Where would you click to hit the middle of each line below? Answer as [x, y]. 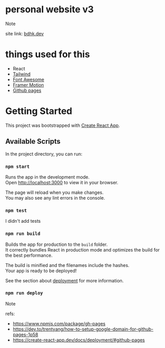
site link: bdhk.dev [25, 33]
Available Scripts [33, 141]
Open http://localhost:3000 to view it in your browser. [62, 182]
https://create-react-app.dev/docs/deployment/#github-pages [79, 340]
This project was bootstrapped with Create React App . [63, 125]
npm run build [23, 234]
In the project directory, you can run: [44, 154]
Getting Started [39, 111]
